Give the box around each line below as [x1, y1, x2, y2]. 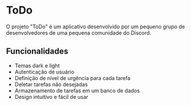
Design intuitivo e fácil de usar [14, 93, 88, 100]
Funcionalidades [6, 47, 69, 57]
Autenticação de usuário [14, 68, 75, 75]
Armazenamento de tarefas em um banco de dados [14, 87, 140, 94]
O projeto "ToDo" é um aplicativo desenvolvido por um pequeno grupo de [6, 23, 186, 30]
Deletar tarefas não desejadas [14, 81, 88, 88]
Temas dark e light [14, 62, 60, 69]
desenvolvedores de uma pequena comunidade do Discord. [6, 29, 152, 36]
